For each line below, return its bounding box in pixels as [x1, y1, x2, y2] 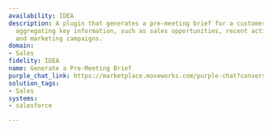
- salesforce [8, 102, 53, 110]
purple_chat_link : [8, 72, 70, 80]
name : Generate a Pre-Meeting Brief [8, 64, 132, 73]
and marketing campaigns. [15, 34, 104, 43]
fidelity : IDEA [8, 57, 60, 65]
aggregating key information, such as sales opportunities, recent [15, 27, 249, 35]
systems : [8, 94, 38, 102]
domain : [8, 42, 35, 50]
